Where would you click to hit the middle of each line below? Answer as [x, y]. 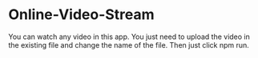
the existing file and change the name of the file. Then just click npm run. [129, 44]
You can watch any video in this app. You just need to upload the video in [129, 37]
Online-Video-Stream [81, 15]
